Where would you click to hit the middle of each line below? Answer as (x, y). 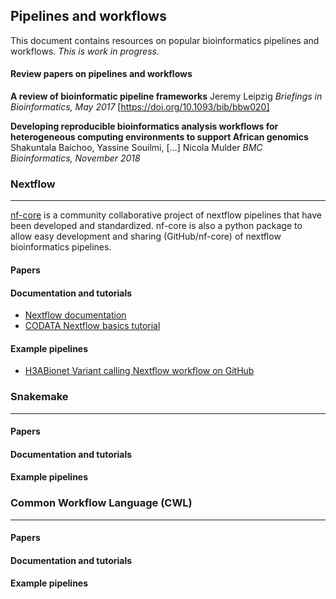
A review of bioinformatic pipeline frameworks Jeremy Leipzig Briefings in (166, 96)
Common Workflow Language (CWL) (101, 503)
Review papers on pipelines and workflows (101, 74)
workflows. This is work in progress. (85, 51)
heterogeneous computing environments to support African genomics (159, 137)
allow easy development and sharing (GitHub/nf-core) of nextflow (146, 236)
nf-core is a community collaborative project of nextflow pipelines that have (166, 215)
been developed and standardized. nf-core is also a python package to (156, 226)
